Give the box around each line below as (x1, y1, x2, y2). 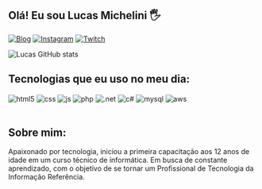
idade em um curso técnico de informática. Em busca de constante (8, 156, 228, 165)
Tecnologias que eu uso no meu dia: (8, 72, 191, 86)
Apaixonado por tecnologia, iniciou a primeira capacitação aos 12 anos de (8, 147, 250, 156)
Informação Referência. (8, 172, 85, 182)
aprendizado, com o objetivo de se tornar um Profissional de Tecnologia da (8, 164, 254, 173)
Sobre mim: (8, 125, 67, 139)
